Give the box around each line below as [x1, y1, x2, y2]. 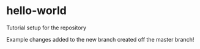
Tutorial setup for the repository [6, 24, 87, 31]
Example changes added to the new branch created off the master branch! [6, 36, 194, 43]
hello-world [6, 4, 67, 18]
